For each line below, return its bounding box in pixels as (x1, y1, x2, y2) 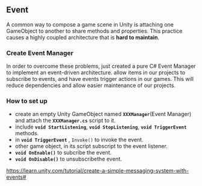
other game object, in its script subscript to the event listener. (14, 143, 168, 150)
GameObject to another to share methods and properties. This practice (6, 27, 183, 34)
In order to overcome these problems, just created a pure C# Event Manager (6, 63, 196, 70)
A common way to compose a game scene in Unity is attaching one (6, 21, 174, 28)
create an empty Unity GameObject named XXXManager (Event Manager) (14, 111, 192, 118)
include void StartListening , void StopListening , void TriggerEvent (14, 123, 187, 130)
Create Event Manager (6, 48, 74, 57)
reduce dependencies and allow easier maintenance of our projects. (6, 82, 176, 89)
